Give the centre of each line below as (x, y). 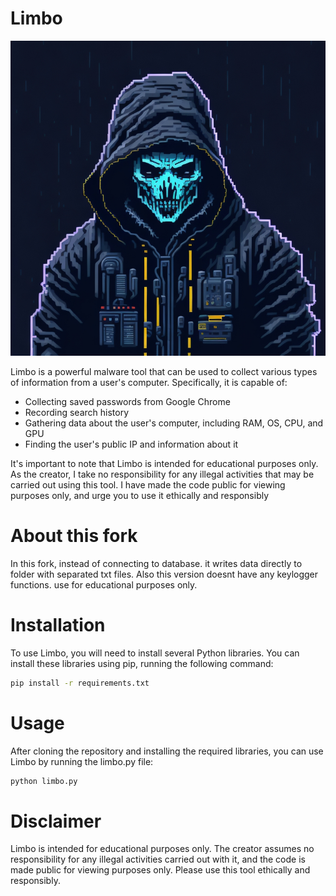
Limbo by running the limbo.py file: (82, 761)
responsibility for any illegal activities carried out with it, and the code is (158, 859)
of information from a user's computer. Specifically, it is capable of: (149, 382)
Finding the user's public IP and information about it (131, 444)
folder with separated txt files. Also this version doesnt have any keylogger (164, 574)
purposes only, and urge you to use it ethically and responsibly (140, 495)
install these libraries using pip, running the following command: (142, 663)
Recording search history (77, 412)
